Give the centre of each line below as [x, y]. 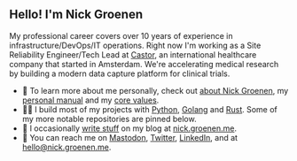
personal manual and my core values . [90, 100]
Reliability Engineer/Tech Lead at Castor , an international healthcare [133, 54]
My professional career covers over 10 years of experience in [121, 35]
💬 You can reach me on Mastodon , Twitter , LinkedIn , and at [129, 137]
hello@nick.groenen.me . [66, 147]
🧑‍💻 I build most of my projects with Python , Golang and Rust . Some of [149, 109]
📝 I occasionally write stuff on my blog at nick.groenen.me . [129, 128]
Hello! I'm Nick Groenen [76, 15]
